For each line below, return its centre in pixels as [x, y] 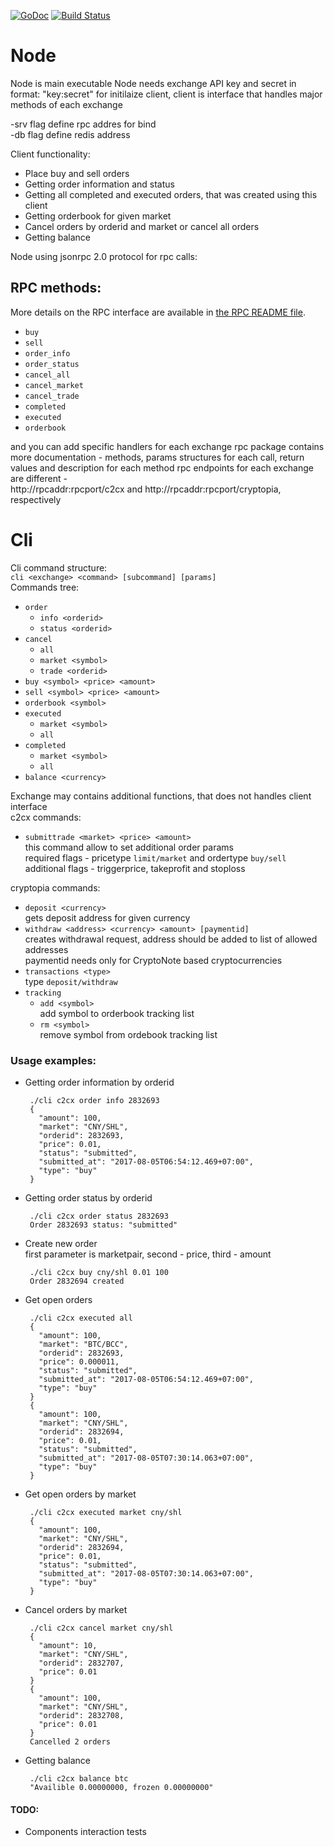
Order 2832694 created [77, 1281]
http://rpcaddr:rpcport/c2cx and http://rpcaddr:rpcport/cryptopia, [146, 489]
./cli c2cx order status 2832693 [99, 1216]
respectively [36, 499]
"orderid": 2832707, [81, 1663]
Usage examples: [53, 1060]
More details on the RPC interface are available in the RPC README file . [158, 312]
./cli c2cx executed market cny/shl [106, 1512]
